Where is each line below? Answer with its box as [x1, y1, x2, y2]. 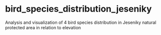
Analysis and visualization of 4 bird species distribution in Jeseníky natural [5, 19, 157, 25]
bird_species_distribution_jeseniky [5, 3, 152, 15]
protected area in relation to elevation [5, 24, 81, 30]
